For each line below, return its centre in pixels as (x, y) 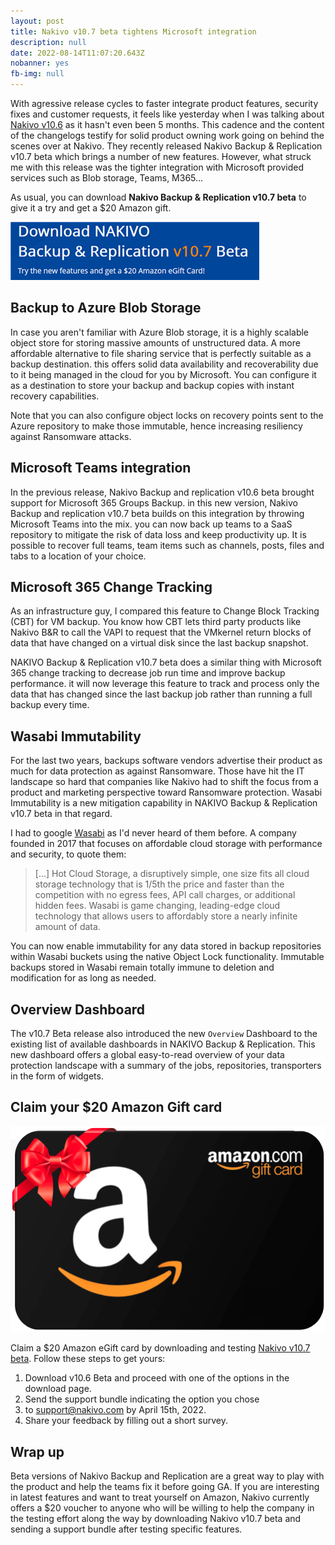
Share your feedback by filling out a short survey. (126, 1421)
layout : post (37, 21)
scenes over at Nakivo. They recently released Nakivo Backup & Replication (166, 146)
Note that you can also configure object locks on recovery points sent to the (167, 415)
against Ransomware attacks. (71, 436)
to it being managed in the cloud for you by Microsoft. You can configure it (163, 374)
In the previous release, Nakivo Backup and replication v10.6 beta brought (162, 492)
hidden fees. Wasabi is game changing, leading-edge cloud (157, 906)
